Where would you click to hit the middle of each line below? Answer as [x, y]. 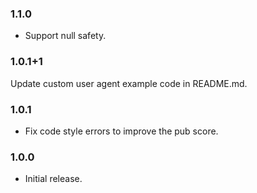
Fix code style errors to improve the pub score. [121, 131]
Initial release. [53, 179]
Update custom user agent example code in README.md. [129, 83]
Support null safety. [65, 36]
